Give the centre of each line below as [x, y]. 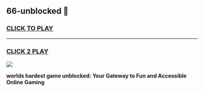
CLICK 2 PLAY [27, 51]
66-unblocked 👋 [37, 11]
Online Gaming [25, 82]
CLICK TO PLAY [30, 28]
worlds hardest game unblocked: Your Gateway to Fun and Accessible [97, 76]
